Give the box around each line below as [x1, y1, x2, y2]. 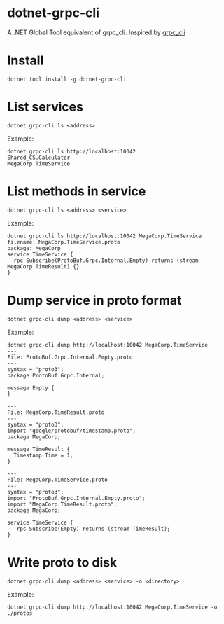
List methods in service [7, 183, 146, 199]
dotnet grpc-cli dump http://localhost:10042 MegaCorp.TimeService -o [7, 604, 218, 611]
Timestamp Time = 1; [13, 452, 73, 459]
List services [7, 99, 84, 115]
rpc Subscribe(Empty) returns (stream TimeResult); [16, 525, 171, 532]
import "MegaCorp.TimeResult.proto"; [7, 501, 118, 508]
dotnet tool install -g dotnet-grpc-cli [7, 76, 127, 83]
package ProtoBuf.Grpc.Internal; [7, 372, 105, 379]
